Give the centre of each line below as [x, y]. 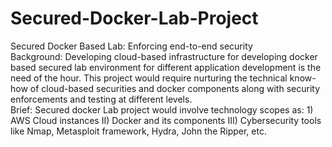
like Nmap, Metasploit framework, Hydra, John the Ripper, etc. [138, 131]
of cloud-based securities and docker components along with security [174, 88]
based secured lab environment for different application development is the [166, 67]
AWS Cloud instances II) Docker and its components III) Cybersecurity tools [166, 120]
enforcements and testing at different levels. [101, 99]
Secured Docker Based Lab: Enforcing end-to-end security [131, 46]
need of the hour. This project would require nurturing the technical [149, 78]
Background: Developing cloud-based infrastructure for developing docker [164, 56]
